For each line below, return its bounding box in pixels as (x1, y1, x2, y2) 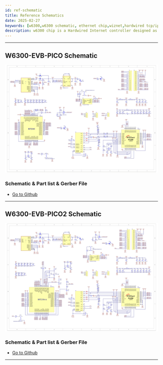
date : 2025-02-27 (5, 18, 40, 23)
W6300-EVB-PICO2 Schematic (5, 210, 102, 218)
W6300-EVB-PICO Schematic (5, 51, 98, 60)
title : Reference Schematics (5, 13, 64, 18)
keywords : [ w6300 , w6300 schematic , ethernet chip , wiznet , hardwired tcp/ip (5, 23, 160, 28)
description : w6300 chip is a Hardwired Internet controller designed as (5, 28, 158, 33)
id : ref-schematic (5, 8, 42, 13)
